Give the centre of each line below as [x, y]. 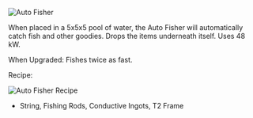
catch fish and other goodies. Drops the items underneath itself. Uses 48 [127, 36]
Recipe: [21, 75]
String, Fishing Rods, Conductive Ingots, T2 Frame [102, 106]
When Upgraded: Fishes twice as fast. [70, 60]
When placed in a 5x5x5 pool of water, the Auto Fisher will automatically [126, 27]
